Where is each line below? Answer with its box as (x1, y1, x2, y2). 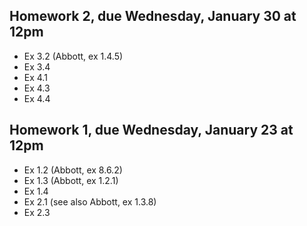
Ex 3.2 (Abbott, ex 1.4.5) (23, 50, 124, 62)
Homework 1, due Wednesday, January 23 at (9, 122, 294, 139)
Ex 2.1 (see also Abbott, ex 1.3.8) (23, 195, 157, 208)
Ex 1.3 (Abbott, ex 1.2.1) (23, 174, 119, 186)
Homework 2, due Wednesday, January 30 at (9, 8, 297, 25)
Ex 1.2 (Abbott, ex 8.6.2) (23, 164, 123, 176)
